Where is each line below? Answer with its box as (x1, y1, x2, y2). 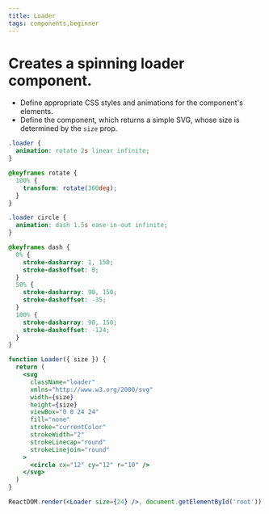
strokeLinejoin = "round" (29, 445, 111, 453)
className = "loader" (29, 377, 95, 386)
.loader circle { (8, 213, 67, 222)
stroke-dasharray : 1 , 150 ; (23, 258, 114, 267)
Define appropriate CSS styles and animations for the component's (19, 98, 244, 107)
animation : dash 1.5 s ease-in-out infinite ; (15, 221, 168, 230)
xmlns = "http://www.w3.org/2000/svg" (29, 385, 153, 394)
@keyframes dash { (8, 243, 70, 251)
